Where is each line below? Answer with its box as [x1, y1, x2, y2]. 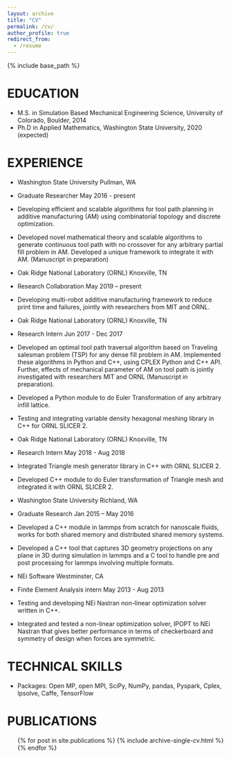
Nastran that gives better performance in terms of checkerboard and [17, 627, 213, 635]
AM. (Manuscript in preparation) [17, 255, 109, 264]
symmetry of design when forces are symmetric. [17, 634, 156, 642]
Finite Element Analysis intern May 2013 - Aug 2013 [17, 585, 165, 594]
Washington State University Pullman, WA [17, 178, 136, 186]
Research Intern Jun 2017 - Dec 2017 [17, 329, 123, 338]
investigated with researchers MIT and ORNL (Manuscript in [17, 372, 188, 381]
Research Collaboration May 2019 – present [17, 282, 142, 290]
